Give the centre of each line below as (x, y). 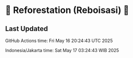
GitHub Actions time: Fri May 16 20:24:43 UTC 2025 (59, 40)
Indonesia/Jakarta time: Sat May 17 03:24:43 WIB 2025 (62, 50)
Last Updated (27, 29)
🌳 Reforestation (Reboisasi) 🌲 (67, 10)
